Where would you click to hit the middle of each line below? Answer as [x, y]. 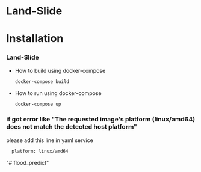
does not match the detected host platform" [72, 127]
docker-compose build [42, 81]
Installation [35, 39]
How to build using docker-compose [60, 70]
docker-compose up [38, 104]
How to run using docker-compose [58, 93]
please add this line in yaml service [50, 140]
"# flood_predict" [28, 162]
